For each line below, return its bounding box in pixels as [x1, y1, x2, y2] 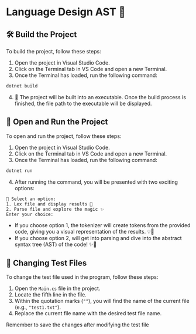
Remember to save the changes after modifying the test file [6, 321, 149, 328]
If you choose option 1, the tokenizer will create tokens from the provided [14, 221, 191, 228]
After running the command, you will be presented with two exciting [14, 178, 178, 185]
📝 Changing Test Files [6, 258, 87, 268]
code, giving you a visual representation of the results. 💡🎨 [14, 228, 154, 235]
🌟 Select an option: [6, 196, 57, 202]
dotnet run [6, 167, 33, 174]
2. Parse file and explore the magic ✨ [6, 206, 104, 212]
